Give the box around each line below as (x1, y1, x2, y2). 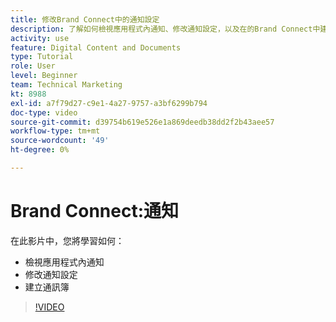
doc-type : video (10, 107, 78, 118)
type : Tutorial (10, 52, 74, 62)
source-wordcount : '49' (10, 136, 110, 146)
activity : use (10, 33, 70, 43)
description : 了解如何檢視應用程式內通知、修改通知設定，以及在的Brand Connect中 (10, 24, 321, 34)
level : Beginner (10, 71, 78, 81)
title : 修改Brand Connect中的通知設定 (10, 14, 160, 25)
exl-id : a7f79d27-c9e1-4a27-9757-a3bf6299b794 (10, 98, 208, 108)
